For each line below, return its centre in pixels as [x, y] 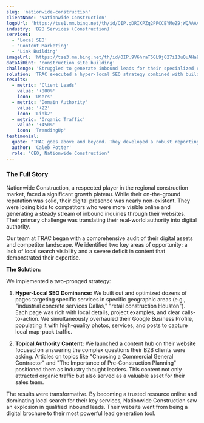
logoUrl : [17, 23]
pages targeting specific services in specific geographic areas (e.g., [100, 299]
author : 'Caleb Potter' [42, 147]
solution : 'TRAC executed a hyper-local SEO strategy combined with [95, 74]
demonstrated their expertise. [43, 257]
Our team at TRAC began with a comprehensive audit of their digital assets [100, 238]
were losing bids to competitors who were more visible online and [89, 207]
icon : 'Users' [35, 97]
